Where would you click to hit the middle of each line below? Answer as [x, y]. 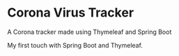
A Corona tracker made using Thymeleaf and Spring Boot [89, 32]
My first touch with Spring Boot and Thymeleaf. [75, 45]
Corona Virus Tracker [71, 13]
